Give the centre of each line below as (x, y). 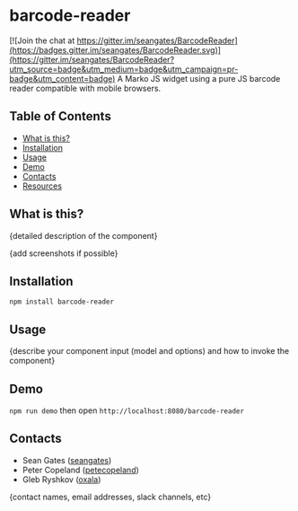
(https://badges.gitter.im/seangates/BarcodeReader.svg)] (115, 49)
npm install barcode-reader (62, 302)
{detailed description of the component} (83, 235)
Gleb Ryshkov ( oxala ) (61, 479)
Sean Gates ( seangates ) (67, 460)
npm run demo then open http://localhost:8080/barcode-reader (127, 410)
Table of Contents (61, 116)
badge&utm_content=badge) (62, 78)
